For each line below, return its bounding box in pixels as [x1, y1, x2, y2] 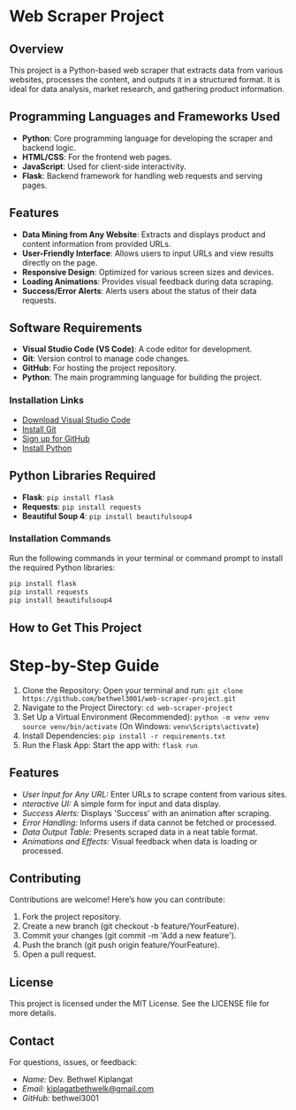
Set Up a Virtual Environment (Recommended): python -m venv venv [21, 711, 270, 722]
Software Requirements [9, 320, 143, 335]
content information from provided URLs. [21, 238, 171, 249]
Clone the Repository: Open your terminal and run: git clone [21, 684, 244, 696]
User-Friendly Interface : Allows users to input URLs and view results [21, 248, 274, 258]
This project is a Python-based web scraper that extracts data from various [9, 65, 284, 75]
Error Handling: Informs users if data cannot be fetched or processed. [21, 817, 277, 828]
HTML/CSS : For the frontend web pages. [21, 151, 172, 162]
